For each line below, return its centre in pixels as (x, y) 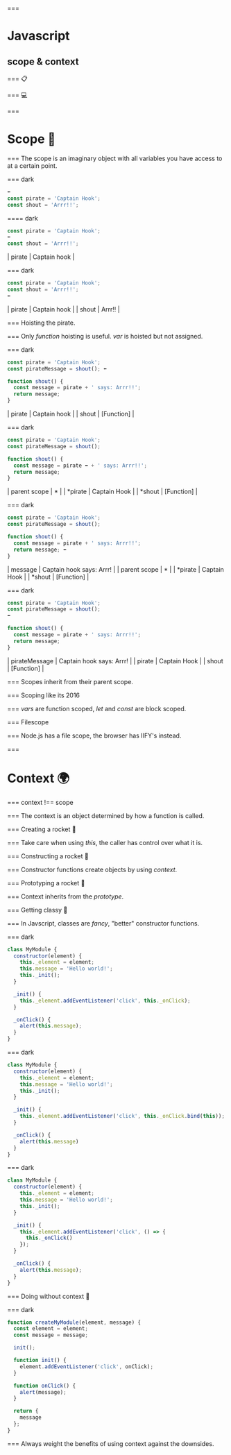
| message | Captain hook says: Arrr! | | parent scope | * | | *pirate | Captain (115, 569)
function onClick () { (45, 1386)
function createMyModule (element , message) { (74, 1322)
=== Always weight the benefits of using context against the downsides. (111, 1443)
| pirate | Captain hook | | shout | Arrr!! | (63, 309)
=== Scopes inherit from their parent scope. (70, 681)
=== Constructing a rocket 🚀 (48, 856)
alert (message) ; (43, 1392)
